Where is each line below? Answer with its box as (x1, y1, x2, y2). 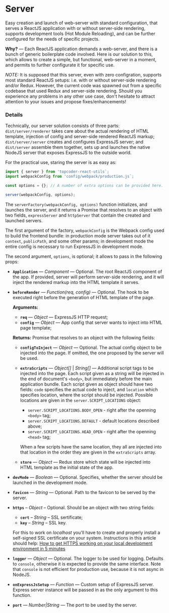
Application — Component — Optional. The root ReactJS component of (12, 268, 162, 274)
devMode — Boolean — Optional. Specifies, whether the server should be (12, 474, 163, 480)
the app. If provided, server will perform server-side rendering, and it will (12, 274, 164, 280)
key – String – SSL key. (20, 519, 67, 525)
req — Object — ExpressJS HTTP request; (20, 314, 108, 320)
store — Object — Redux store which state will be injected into (20, 459, 151, 465)
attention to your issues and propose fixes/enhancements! (5, 98, 127, 104)
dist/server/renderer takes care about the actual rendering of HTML (5, 128, 149, 134)
